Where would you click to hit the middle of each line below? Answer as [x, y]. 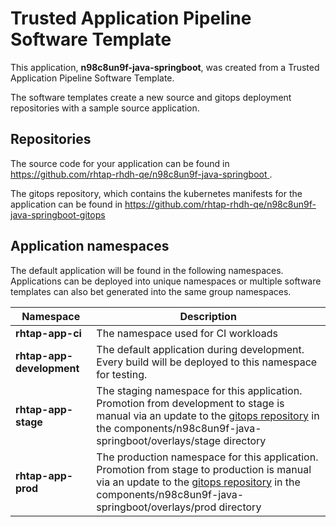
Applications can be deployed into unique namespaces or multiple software [166, 281]
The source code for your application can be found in [120, 163]
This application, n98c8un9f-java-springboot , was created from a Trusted [165, 67]
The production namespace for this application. [207, 457]
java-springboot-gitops [58, 214]
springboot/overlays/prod [156, 507]
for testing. [122, 374]
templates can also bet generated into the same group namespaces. [151, 291]
